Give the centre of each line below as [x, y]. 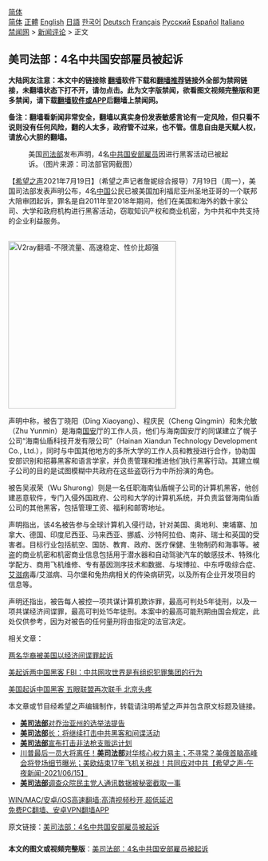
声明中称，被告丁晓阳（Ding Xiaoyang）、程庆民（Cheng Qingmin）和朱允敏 [133, 421]
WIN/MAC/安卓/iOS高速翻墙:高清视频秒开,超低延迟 [91, 800]
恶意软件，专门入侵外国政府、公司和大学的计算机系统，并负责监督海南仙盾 [137, 497]
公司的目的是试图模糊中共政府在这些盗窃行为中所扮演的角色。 [116, 470]
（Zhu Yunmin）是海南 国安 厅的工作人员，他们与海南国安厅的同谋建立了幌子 [133, 430]
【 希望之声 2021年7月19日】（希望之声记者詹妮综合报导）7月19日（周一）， [129, 180]
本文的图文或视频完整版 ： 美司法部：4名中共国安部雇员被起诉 [108, 848]
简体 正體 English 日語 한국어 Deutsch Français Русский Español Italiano [126, 22]
